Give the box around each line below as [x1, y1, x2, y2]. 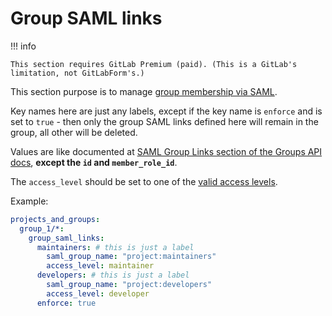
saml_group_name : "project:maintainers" [46, 252, 217, 262]
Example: [10, 195, 49, 207]
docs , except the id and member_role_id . [10, 156, 178, 168]
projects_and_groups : [10, 214, 101, 224]
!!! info [10, 40, 37, 52]
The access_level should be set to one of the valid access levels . [10, 175, 278, 187]
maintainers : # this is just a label [36, 242, 195, 252]
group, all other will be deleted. [10, 126, 138, 138]
